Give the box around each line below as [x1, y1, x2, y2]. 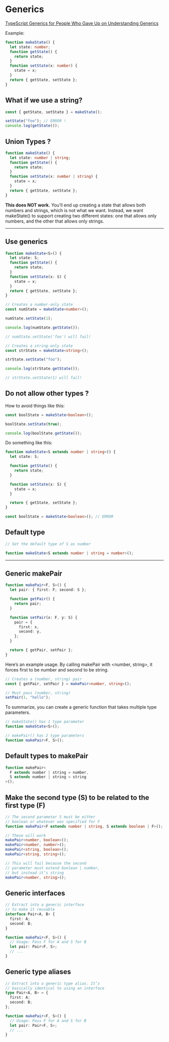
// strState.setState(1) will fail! [5, 375, 82, 381]
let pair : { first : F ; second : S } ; [10, 587, 87, 593]
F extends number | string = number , [10, 770, 89, 775]
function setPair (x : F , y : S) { [10, 615, 78, 620]
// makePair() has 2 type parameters [5, 733, 84, 738]
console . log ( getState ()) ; [5, 123, 59, 128]
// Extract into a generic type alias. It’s [5, 981, 100, 986]
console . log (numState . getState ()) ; [5, 325, 80, 330]
